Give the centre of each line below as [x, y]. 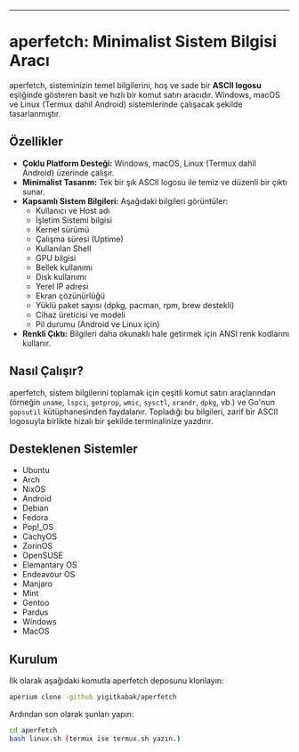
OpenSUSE [43, 556]
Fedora [35, 518]
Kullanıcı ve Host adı [73, 210]
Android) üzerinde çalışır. [68, 172]
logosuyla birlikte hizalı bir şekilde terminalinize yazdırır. [111, 421]
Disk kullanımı [61, 276]
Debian [35, 508]
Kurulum [34, 659]
